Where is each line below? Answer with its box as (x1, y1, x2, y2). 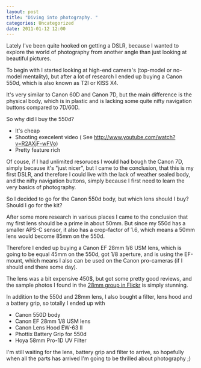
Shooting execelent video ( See (14, 134, 93, 141)
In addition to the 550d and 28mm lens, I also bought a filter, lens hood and (6, 293, 193, 301)
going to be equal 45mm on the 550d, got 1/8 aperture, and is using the (6, 251, 184, 258)
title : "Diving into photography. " (6, 14, 98, 20)
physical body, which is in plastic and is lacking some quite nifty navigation (6, 98, 192, 105)
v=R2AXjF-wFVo (14, 140, 57, 148)
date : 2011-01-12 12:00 (6, 25, 66, 32)
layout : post (6, 8, 39, 15)
